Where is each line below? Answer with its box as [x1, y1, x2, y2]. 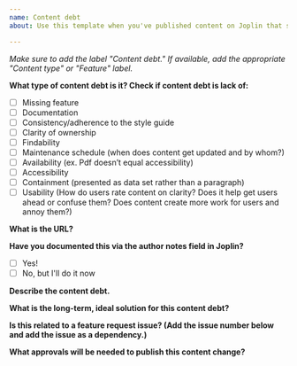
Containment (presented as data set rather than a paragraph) [21, 177, 245, 187]
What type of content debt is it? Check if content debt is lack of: [9, 80, 249, 90]
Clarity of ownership [21, 127, 97, 137]
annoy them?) [21, 206, 72, 217]
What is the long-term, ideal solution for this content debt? [9, 303, 230, 314]
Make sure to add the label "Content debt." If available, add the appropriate [9, 53, 286, 64]
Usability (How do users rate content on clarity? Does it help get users [21, 187, 278, 198]
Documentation [21, 107, 79, 118]
